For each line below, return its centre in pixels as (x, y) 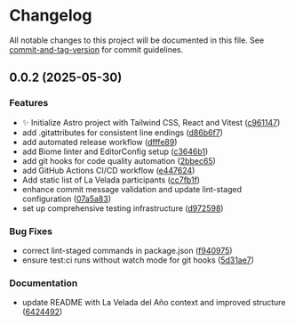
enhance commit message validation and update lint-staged (132, 189)
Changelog (51, 16)
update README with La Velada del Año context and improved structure (154, 303)
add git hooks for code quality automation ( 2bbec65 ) (119, 160)
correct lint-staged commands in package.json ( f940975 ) (127, 250)
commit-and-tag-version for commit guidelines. (96, 49)
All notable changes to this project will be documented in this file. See (137, 40)
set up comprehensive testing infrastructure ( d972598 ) (123, 208)
